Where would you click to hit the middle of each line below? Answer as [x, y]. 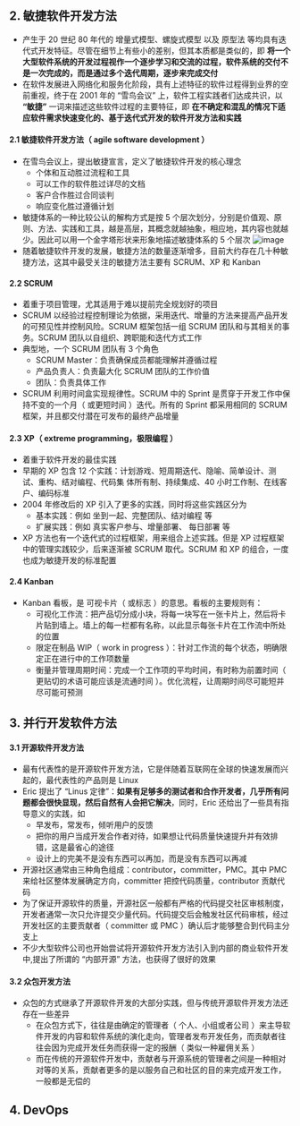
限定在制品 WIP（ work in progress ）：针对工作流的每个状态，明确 [157, 647]
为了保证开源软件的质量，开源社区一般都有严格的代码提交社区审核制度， [155, 903]
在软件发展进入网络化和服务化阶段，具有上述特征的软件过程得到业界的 [151, 84]
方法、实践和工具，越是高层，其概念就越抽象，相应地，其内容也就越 [163, 229]
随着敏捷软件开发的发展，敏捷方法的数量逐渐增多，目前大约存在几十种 [151, 251]
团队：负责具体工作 [71, 382]
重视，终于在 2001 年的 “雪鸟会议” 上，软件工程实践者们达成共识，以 [156, 95]
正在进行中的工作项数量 [87, 658]
